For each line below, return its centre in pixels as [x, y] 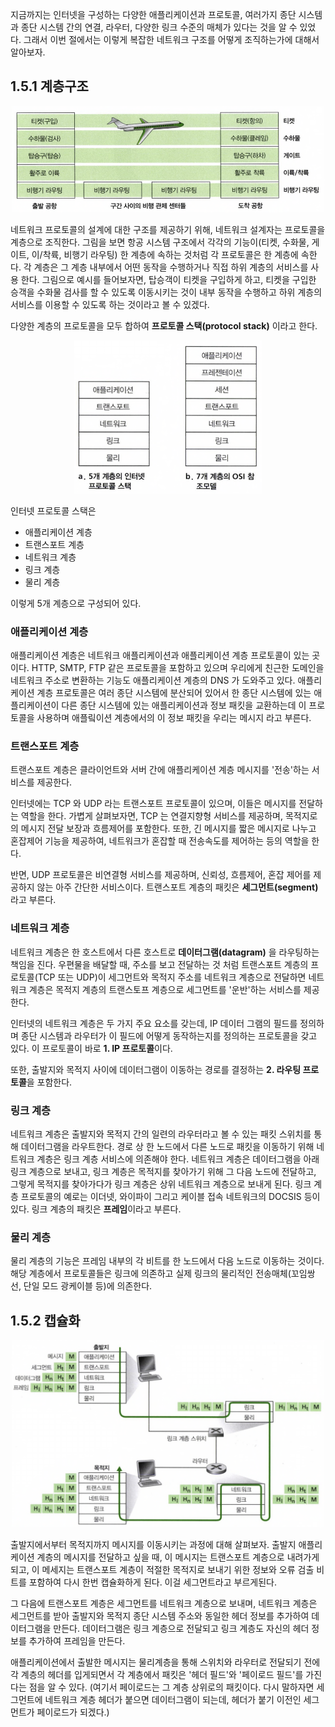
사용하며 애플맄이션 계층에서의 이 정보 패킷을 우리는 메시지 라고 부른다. [174, 718]
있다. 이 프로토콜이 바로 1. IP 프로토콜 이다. [91, 1048]
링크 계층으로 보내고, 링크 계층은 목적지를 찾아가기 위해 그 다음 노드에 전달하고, [163, 1172]
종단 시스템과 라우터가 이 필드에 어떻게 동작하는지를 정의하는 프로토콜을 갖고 [169, 1035]
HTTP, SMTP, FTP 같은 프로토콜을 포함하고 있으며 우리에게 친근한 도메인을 [178, 668]
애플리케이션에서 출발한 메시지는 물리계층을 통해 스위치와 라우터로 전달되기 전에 [165, 1662]
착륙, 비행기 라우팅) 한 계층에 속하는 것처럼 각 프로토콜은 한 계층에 [170, 254]
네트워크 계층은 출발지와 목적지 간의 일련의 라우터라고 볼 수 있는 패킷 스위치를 [161, 1134]
